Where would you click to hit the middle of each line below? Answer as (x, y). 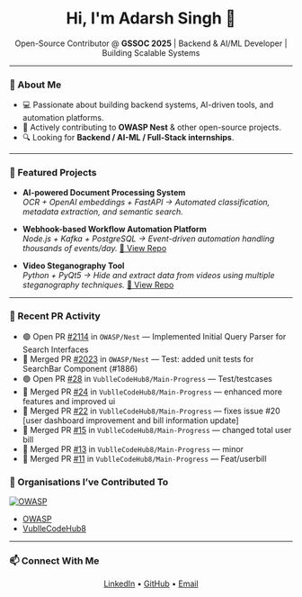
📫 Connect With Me (54, 561)
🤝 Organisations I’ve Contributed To (89, 482)
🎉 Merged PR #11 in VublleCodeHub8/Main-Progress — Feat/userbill (144, 458)
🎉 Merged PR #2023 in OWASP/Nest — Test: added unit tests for (138, 358)
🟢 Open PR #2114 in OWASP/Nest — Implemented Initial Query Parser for (154, 336)
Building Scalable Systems (151, 52)
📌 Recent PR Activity (55, 316)
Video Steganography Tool (73, 266)
